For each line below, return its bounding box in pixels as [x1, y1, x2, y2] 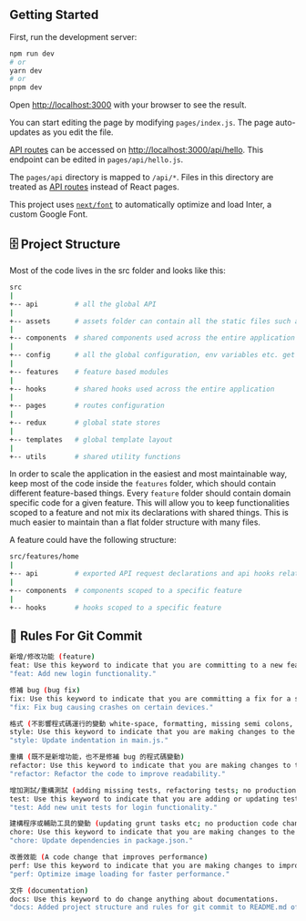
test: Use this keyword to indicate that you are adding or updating [9, 794, 280, 803]
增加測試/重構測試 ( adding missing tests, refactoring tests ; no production [9, 785, 297, 795]
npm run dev [9, 49, 55, 58]
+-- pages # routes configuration [9, 401, 166, 411]
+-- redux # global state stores [9, 418, 161, 427]
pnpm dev [9, 83, 43, 92]
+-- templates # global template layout [9, 435, 173, 445]
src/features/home [9, 552, 79, 561]
